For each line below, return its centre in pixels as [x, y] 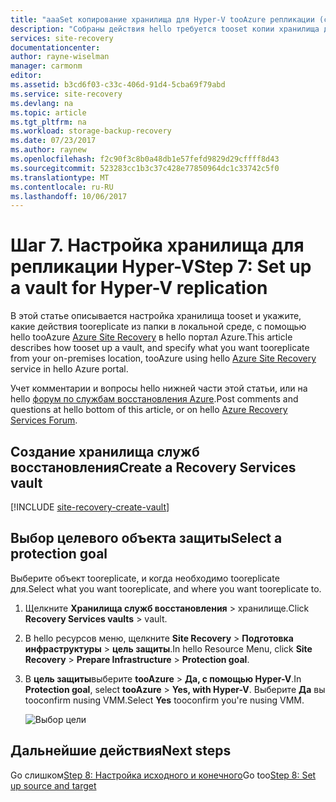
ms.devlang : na [42, 103]
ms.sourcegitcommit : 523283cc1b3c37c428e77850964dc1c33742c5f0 [145, 168]
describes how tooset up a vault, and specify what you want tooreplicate [160, 348]
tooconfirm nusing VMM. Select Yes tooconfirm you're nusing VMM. [164, 700]
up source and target [53, 785]
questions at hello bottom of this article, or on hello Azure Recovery [149, 410]
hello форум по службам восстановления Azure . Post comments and [154, 399]
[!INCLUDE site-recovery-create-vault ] [90, 507]
